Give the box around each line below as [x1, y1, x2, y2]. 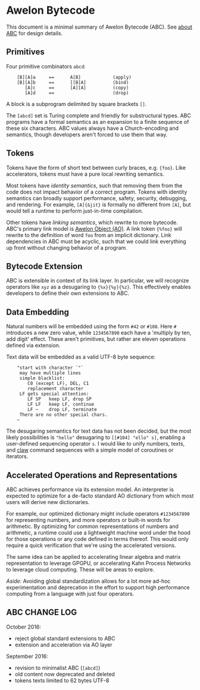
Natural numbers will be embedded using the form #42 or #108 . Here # [6, 323, 177, 330]
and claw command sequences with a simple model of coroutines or [6, 446, 174, 453]
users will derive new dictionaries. [6, 499, 90, 505]
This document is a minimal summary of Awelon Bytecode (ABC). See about [6, 23, 192, 30]
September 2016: [6, 652, 49, 660]
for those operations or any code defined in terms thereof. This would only [6, 536, 189, 542]
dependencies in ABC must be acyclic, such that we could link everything [6, 238, 186, 245]
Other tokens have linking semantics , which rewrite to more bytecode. [6, 219, 179, 226]
